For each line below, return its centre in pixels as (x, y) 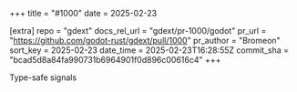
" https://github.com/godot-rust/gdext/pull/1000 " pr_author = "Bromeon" (145, 41)
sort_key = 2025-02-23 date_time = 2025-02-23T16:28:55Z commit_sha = (149, 50)
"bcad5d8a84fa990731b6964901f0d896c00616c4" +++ (115, 60)
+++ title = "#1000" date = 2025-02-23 (83, 13)
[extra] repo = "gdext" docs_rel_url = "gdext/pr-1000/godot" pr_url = (138, 31)
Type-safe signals (43, 77)
